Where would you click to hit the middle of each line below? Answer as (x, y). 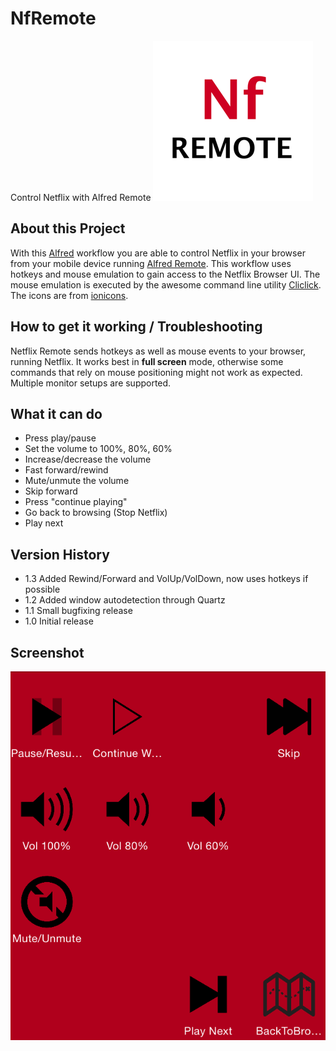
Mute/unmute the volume (77, 481)
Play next (44, 523)
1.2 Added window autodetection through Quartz (125, 600)
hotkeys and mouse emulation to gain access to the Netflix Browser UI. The (165, 274)
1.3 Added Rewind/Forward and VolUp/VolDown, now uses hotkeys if (166, 579)
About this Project (68, 228)
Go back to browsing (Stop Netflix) (96, 513)
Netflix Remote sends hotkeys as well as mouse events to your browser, (158, 351)
